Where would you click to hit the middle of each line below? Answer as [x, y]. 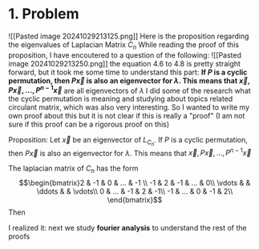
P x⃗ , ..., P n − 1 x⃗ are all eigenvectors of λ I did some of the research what [129, 90]
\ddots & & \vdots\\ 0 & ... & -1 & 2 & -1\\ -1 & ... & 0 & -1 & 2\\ [135, 191]
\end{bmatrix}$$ [135, 199]
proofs [19, 236]
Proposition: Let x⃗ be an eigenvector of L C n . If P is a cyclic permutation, [128, 142]
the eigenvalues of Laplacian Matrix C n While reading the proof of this [123, 45]
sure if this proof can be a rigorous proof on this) [89, 124]
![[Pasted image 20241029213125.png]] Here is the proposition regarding [129, 36]
